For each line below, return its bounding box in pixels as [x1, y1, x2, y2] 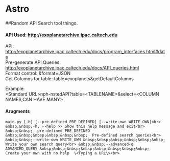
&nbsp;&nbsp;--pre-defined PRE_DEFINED [5, 128, 90, 133]
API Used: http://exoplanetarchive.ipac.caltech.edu [5, 32, 118, 38]
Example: [5, 85, 25, 92]
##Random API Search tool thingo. [5, 20, 78, 26]
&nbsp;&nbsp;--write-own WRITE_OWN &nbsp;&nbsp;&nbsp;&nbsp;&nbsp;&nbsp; [5, 137, 166, 143]
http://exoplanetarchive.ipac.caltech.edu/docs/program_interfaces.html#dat [5, 49, 165, 55]
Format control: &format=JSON [5, 70, 71, 77]
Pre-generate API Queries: [5, 59, 61, 65]
